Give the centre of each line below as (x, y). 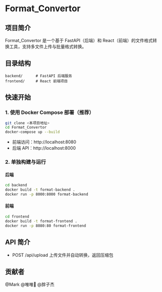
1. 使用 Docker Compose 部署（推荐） (50, 112)
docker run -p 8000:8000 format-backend (47, 194)
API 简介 (18, 242)
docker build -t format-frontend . (41, 221)
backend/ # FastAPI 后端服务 (39, 76)
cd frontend (17, 217)
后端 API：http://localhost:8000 (44, 148)
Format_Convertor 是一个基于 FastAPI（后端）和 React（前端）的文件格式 (79, 40)
